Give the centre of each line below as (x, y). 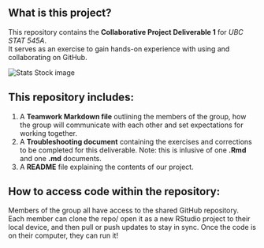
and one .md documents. (61, 158)
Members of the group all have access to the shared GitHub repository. (123, 210)
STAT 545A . (28, 40)
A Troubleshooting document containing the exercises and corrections (136, 141)
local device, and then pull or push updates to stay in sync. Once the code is (132, 227)
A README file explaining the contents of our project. (107, 167)
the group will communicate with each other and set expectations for (132, 125)
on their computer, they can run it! (63, 235)
